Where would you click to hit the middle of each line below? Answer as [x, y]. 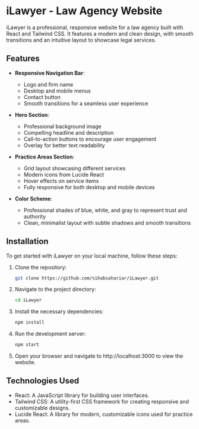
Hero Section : [32, 115]
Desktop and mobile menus [57, 91]
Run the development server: [50, 334]
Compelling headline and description [69, 132]
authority [35, 216]
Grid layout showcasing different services [75, 168]
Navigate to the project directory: [55, 290]
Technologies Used [42, 381]
